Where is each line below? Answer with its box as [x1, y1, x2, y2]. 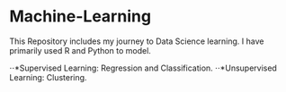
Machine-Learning [9, 6, 151, 27]
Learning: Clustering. [9, 71, 87, 82]
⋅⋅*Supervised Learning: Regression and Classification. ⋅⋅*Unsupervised [9, 63, 277, 73]
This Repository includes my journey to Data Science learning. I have [9, 36, 264, 46]
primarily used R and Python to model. [9, 45, 151, 55]
